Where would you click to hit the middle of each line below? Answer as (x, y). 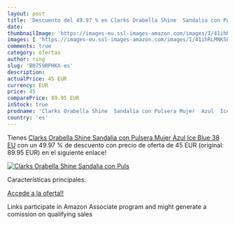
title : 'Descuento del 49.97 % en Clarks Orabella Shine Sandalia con (114, 20)
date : (15, 27)
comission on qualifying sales (50, 214)
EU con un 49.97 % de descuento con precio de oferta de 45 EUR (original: (115, 145)
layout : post (26, 14)
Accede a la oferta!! (36, 193)
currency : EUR (28, 85)
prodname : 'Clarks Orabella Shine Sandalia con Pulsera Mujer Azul (111, 111)
